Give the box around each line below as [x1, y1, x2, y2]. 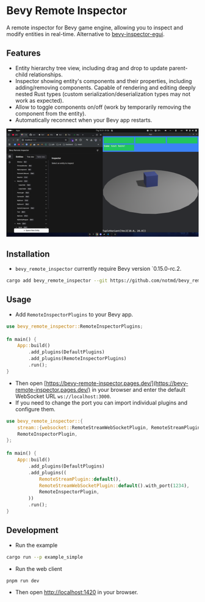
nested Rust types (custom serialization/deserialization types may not [15, 90, 191, 98]
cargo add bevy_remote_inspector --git [6, 277, 108, 284]
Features [6, 48, 41, 59]
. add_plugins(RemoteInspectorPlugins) [28, 356, 127, 362]
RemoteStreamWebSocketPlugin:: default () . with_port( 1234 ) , [38, 482, 190, 489]
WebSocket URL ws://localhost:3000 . [15, 392, 112, 400]
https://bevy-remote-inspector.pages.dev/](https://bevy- [45, 380, 189, 387]
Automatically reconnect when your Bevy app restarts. [15, 116, 153, 123]
